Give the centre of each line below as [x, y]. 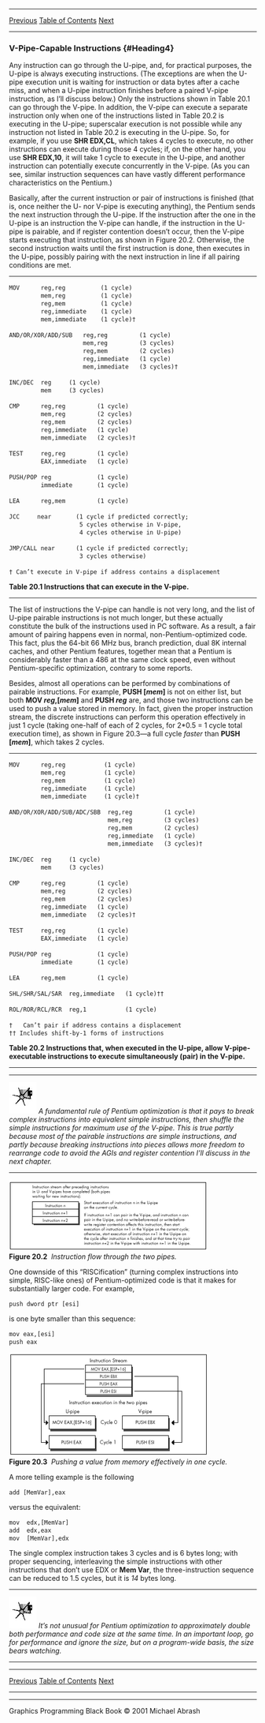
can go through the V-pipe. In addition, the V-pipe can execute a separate [129, 107]
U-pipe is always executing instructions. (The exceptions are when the [123, 74]
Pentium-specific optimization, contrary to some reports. [101, 669]
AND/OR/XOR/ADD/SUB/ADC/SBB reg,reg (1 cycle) [102, 813]
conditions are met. [40, 265]
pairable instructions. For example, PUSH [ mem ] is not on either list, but [125, 692]
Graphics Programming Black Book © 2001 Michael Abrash [105, 1711]
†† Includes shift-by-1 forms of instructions [86, 1034]
